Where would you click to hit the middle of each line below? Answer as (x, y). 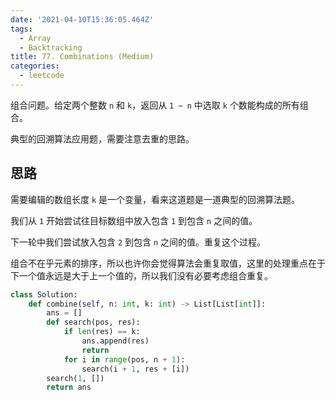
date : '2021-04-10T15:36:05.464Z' (82, 19)
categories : (35, 66)
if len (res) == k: (102, 332)
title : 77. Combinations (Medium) (82, 57)
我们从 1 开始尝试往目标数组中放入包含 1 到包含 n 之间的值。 (134, 220)
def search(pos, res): (93, 322)
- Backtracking (51, 47)
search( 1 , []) (75, 378)
